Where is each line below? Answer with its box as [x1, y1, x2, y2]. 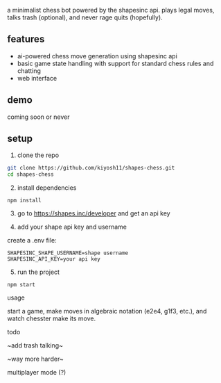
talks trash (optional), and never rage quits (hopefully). [7, 13, 163, 22]
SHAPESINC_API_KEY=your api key [7, 256, 100, 263]
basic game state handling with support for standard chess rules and [17, 59, 214, 67]
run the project [17, 268, 60, 277]
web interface [17, 74, 58, 82]
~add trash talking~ [7, 341, 64, 350]
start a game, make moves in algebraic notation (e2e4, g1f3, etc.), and [7, 307, 207, 316]
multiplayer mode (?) [7, 368, 67, 377]
